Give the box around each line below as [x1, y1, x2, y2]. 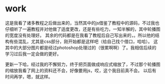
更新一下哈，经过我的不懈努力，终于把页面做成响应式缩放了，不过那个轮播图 [5, 61, 161, 67]
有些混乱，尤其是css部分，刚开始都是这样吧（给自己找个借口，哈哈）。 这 [9, 38, 158, 44]
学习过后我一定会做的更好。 [5, 50, 62, 57]
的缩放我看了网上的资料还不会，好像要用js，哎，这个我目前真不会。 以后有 [5, 67, 157, 73]
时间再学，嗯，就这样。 [5, 74, 53, 80]
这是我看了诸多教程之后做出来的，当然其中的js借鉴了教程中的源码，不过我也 [5, 20, 160, 26]
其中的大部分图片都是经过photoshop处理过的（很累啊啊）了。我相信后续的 [5, 44, 157, 50]
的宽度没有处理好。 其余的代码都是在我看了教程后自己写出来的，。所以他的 [5, 32, 155, 38]
